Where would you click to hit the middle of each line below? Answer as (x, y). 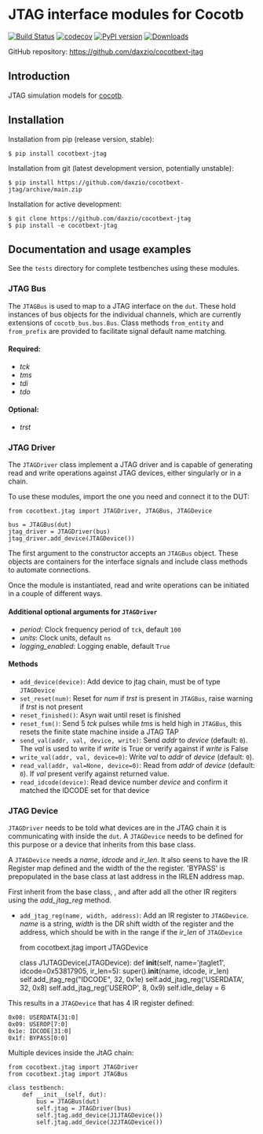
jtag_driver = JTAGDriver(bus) (59, 532)
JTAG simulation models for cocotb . (66, 95)
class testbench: (37, 1088)
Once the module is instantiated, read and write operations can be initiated (129, 585)
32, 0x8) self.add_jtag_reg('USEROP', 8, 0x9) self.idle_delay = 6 (122, 988)
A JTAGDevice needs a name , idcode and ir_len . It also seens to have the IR (128, 860)
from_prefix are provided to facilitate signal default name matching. (118, 331)
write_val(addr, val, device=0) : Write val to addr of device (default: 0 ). (137, 757)
